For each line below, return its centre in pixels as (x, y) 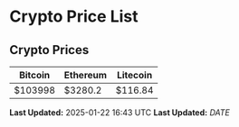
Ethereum (85, 75)
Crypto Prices (49, 50)
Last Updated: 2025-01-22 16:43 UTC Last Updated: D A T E (120, 113)
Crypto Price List (74, 17)
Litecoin (134, 75)
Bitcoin (35, 75)
